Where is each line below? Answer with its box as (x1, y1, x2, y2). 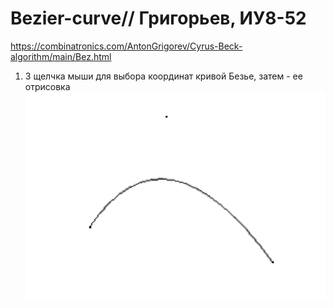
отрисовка (24, 80, 71, 92)
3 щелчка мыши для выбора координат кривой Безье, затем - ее (24, 70, 303, 82)
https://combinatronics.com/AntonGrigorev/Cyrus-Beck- (10, 40, 243, 52)
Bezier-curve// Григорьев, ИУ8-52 (10, 7, 307, 30)
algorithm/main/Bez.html (10, 50, 112, 62)
